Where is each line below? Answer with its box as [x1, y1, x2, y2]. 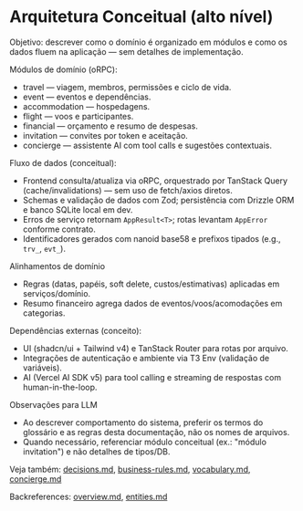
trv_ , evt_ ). [22, 243, 67, 254]
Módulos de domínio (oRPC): [9, 64, 118, 75]
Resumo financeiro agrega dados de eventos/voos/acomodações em [22, 297, 283, 308]
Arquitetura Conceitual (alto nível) [9, 6, 274, 27]
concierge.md [9, 473, 62, 485]
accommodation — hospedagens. [22, 100, 151, 111]
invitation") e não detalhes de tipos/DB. [22, 445, 171, 457]
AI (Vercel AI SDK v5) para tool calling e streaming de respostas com [22, 371, 281, 382]
